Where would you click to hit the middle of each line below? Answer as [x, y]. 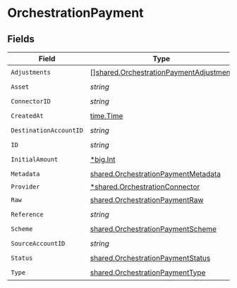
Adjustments [31, 72]
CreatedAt [27, 115]
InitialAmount [35, 159]
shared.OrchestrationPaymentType [148, 273]
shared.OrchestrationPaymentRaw [147, 200]
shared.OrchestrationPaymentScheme [153, 229]
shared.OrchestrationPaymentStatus [150, 258]
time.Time [107, 115]
